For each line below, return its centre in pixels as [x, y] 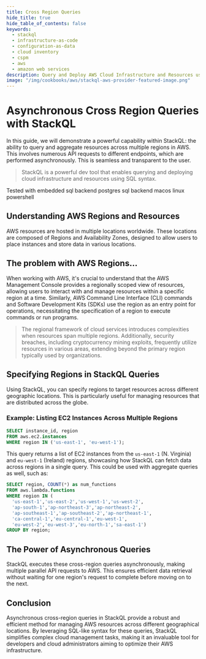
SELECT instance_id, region [42, 431]
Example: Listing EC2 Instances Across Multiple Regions [92, 418]
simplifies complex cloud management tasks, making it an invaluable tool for [103, 637]
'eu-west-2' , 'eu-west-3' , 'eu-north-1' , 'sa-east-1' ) [79, 525]
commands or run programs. [42, 317]
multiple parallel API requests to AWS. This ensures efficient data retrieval [99, 571]
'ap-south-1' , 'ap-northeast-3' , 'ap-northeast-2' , [76, 507]
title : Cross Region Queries [44, 12]
